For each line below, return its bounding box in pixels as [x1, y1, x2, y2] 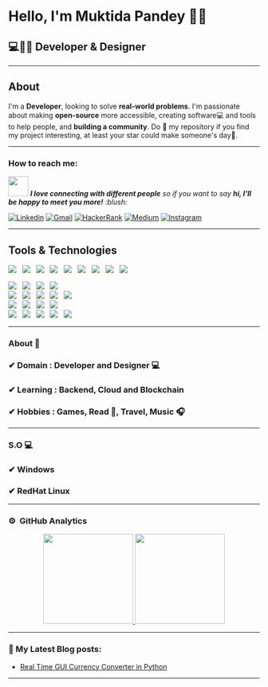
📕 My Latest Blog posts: [8, 644, 102, 655]
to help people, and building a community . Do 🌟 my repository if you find [8, 121, 250, 131]
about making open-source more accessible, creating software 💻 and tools [8, 110, 257, 120]
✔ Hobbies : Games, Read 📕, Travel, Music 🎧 [8, 406, 185, 417]
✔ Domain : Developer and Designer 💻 [8, 359, 160, 370]
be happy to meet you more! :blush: [8, 197, 128, 207]
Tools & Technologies [8, 243, 117, 257]
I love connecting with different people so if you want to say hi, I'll [30, 189, 252, 199]
